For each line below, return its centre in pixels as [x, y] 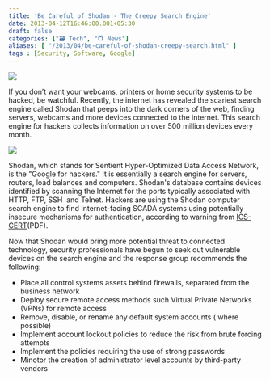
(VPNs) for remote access [63, 308]
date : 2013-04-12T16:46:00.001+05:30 [72, 23]
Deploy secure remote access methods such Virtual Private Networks [136, 300]
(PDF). [38, 226]
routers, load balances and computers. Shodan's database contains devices [135, 182]
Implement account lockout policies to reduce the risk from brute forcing [141, 334]
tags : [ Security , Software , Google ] [72, 53]
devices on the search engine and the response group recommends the [128, 258]
